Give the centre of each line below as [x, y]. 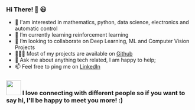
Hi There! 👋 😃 [26, 9]
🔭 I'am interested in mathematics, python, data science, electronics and [102, 22]
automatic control [36, 28]
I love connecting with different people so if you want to [104, 93]
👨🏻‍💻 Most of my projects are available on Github [74, 54]
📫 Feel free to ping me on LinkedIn [57, 67]
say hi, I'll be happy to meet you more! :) [64, 101]
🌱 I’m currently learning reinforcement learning [71, 35]
